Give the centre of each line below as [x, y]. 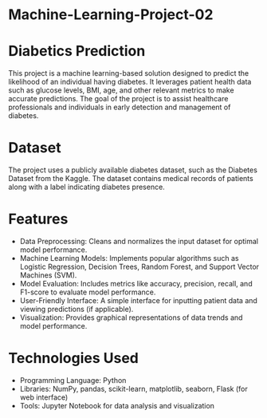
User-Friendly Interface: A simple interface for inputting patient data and [138, 300]
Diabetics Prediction [77, 51]
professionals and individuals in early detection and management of [120, 107]
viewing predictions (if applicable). [77, 309]
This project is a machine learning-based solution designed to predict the [129, 73]
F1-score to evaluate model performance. [88, 292]
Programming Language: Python [73, 380]
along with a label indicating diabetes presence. [86, 187]
